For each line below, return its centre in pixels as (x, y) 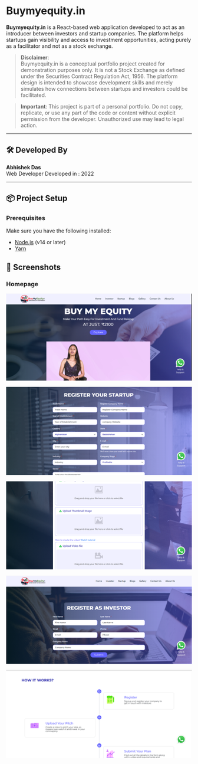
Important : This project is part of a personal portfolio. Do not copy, (102, 106)
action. (29, 125)
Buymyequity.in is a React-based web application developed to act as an (95, 27)
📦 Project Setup (37, 199)
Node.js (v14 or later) (40, 242)
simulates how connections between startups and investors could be (104, 88)
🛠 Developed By (37, 150)
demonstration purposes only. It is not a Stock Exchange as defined (103, 70)
